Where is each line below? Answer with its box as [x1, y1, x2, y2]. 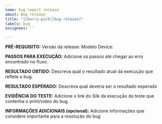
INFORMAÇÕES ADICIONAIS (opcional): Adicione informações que [5, 108, 145, 114]
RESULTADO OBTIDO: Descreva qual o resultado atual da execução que [5, 68, 154, 75]
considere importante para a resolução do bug [5, 113, 101, 120]
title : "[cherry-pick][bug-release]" [5, 16, 84, 21]
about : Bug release [5, 12, 46, 17]
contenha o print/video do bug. [5, 98, 69, 105]
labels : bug [5, 21, 30, 26]
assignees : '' [5, 26, 35, 31]
